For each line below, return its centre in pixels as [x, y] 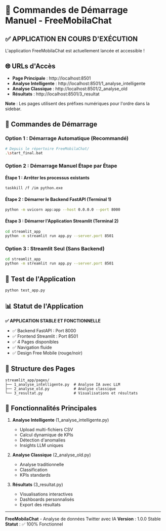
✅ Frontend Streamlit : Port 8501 [45, 336]
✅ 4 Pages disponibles [35, 342]
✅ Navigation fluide [32, 347]
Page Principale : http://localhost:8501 [52, 78]
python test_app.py [25, 290]
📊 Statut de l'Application [44, 306]
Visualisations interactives [46, 494]
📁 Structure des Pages [40, 369]
